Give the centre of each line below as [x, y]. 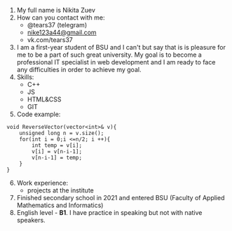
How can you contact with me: [61, 17]
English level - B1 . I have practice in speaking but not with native [109, 212]
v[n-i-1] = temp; [57, 157]
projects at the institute [60, 190]
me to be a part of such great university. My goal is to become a [109, 55]
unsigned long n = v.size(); [62, 133]
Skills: [25, 77]
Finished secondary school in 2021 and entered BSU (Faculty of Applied [121, 198]
